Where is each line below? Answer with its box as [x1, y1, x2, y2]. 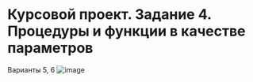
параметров [7, 39, 94, 57]
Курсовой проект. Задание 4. [7, 6, 212, 24]
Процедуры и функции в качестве [7, 22, 246, 40]
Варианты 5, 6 [7, 65, 56, 74]
